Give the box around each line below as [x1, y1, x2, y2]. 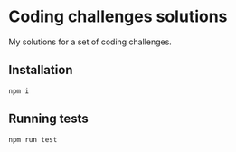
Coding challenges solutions [8, 6, 228, 27]
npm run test [8, 135, 58, 144]
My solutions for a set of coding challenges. [8, 36, 173, 47]
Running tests [8, 111, 90, 127]
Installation [8, 62, 73, 78]
